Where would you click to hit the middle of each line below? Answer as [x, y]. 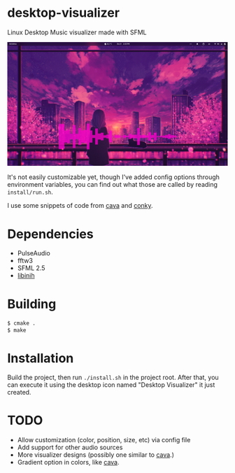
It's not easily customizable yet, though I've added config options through [114, 177]
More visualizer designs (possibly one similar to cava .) [96, 455]
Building [32, 304]
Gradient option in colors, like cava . [68, 463]
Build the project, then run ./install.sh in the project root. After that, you [113, 377]
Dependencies [50, 234]
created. [19, 393]
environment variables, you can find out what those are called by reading [113, 185]
